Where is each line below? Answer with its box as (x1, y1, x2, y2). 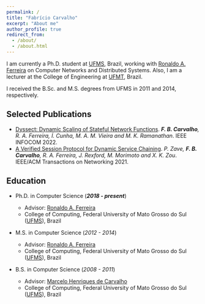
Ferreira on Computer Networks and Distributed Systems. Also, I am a (6, 66, 182, 74)
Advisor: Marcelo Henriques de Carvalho (24, 277, 127, 285)
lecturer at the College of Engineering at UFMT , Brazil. (6, 73, 143, 80)
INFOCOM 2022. (15, 139, 58, 146)
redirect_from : (6, 32, 45, 38)
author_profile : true (6, 26, 62, 32)
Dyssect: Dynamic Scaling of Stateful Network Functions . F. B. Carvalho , (15, 125, 199, 132)
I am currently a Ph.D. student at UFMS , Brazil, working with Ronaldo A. (6, 59, 186, 67)
